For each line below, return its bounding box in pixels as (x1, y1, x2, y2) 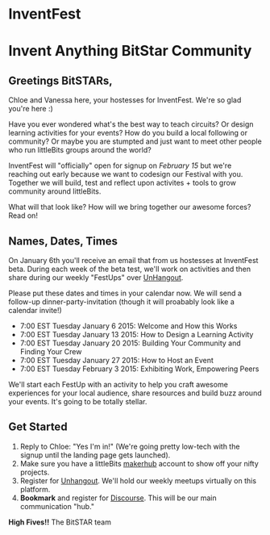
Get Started (8, 420, 68, 434)
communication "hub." (19, 501, 95, 511)
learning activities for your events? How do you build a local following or (8, 128, 248, 138)
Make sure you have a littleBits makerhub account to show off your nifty (19, 458, 260, 468)
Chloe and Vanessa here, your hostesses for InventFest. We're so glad (8, 95, 242, 105)
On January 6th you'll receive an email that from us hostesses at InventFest (8, 256, 259, 265)
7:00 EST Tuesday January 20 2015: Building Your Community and (19, 338, 242, 348)
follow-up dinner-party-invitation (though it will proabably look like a (8, 297, 235, 307)
